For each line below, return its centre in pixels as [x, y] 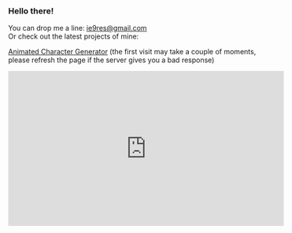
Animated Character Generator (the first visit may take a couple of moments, [132, 52]
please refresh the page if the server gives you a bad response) [111, 60]
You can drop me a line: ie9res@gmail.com [78, 28]
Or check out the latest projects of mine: [74, 36]
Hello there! [31, 11]
